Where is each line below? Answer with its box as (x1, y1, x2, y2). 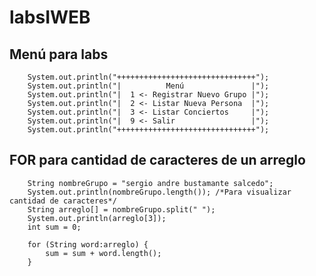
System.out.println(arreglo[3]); (27, 213, 167, 223)
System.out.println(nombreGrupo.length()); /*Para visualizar (27, 187, 292, 197)
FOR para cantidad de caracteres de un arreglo (9, 152, 306, 169)
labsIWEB (9, 6, 91, 29)
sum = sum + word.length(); (45, 248, 162, 258)
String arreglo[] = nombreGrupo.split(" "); (27, 204, 216, 215)
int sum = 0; (27, 222, 82, 232)
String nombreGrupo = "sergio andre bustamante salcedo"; (27, 178, 274, 188)
